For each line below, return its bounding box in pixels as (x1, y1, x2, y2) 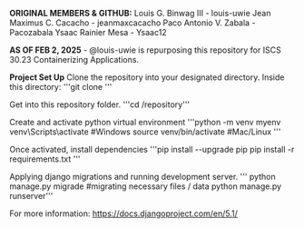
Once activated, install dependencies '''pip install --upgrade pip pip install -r (9, 144, 295, 154)
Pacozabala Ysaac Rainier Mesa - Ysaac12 (9, 27, 167, 37)
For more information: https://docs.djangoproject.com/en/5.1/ (9, 208, 238, 219)
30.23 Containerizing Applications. (9, 55, 139, 64)
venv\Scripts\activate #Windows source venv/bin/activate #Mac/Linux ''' (9, 126, 281, 137)
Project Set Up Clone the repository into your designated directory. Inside (9, 72, 285, 83)
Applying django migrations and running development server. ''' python (9, 172, 276, 182)
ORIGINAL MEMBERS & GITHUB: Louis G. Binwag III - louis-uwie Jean (9, 8, 271, 18)
